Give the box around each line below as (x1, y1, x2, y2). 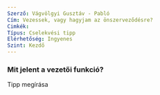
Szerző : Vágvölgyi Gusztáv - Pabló (7, 10, 110, 17)
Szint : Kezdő (7, 42, 45, 49)
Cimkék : (7, 23, 30, 30)
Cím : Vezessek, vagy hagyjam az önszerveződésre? (7, 17, 154, 23)
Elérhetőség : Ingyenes (7, 36, 73, 43)
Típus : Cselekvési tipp (7, 29, 76, 36)
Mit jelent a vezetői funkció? (7, 65, 104, 74)
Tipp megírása (7, 81, 48, 89)
